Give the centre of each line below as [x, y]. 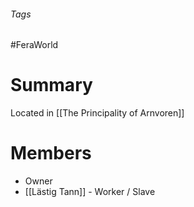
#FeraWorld [34, 45]
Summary [51, 85]
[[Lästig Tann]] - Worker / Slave [90, 192]
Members [51, 153]
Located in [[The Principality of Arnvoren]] [97, 113]
